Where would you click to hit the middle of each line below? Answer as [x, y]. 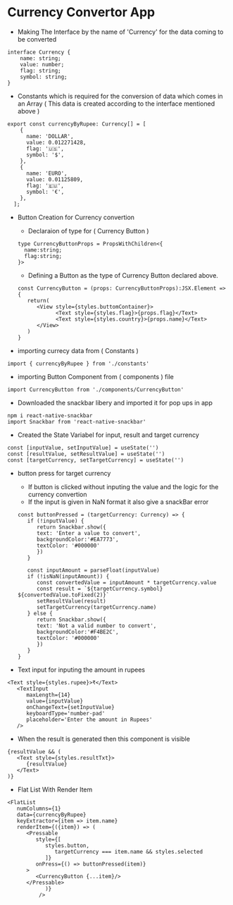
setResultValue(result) [71, 601]
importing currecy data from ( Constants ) [78, 350]
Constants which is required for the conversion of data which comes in [120, 96]
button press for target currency [64, 473]
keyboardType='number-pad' [65, 713]
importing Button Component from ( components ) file [95, 376]
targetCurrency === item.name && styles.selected [128, 851]
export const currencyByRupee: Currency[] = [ [77, 124]
